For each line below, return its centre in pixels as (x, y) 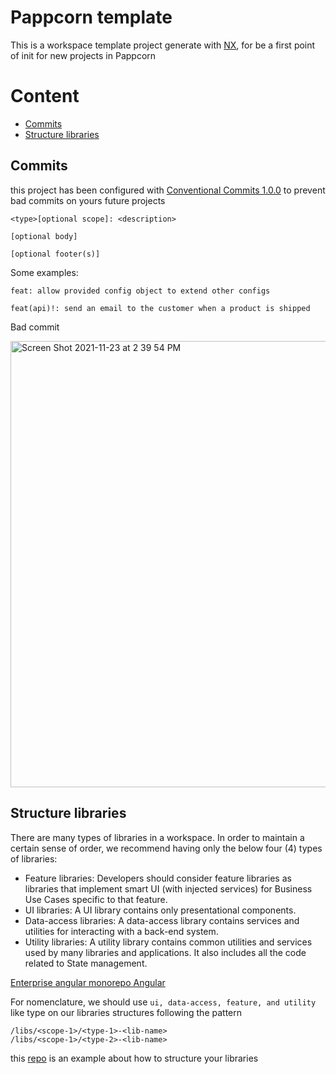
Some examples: (44, 272)
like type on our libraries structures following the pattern (126, 1012)
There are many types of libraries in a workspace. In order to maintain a (157, 837)
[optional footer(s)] (55, 254)
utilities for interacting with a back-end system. (121, 931)
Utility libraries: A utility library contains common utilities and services (168, 942)
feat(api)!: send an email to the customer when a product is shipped (160, 308)
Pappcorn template (91, 17)
